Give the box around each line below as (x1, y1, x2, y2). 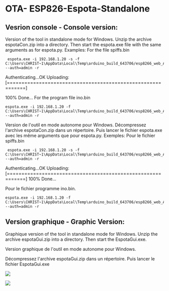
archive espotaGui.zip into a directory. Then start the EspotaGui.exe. (5, 236, 147, 242)
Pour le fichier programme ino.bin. (5, 186, 76, 191)
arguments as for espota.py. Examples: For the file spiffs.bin (5, 47, 130, 53)
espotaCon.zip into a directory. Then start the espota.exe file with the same (5, 42, 161, 48)
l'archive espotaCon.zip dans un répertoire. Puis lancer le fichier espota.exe (5, 127, 162, 133)
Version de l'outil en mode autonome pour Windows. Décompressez (5, 122, 147, 128)
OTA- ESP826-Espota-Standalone (5, 3, 150, 15)
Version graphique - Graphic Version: (5, 218, 125, 226)
